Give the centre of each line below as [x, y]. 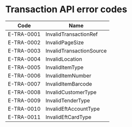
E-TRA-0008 [24, 92]
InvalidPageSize [65, 42]
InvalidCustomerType [71, 92]
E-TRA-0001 [24, 34]
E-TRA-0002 [24, 42]
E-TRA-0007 [24, 84]
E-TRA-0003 [24, 50]
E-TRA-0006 [24, 75]
